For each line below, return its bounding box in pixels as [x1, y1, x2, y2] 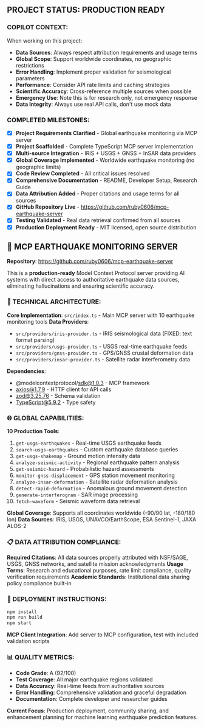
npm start [7, 620, 32, 626]
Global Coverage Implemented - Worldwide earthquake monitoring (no [15, 156, 195, 164]
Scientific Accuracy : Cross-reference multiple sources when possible [15, 88, 192, 95]
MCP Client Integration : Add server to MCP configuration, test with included [7, 631, 199, 638]
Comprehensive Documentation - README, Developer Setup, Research [15, 176, 197, 184]
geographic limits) [15, 164, 61, 171]
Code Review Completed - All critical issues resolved [15, 170, 151, 177]
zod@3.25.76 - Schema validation [15, 392, 101, 399]
